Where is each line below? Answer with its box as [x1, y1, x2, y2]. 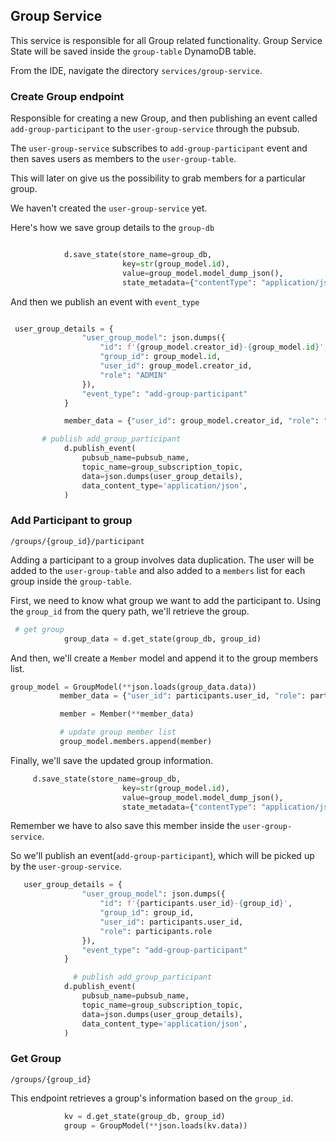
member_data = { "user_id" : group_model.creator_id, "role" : [63, 416, 320, 426]
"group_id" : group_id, [99, 908, 195, 918]
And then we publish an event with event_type [10, 295, 200, 308]
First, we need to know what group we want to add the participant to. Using [10, 594, 322, 606]
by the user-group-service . [10, 860, 122, 873]
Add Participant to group [10, 514, 133, 528]
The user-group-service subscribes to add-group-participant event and [10, 142, 308, 154]
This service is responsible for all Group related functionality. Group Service [10, 34, 323, 46]
